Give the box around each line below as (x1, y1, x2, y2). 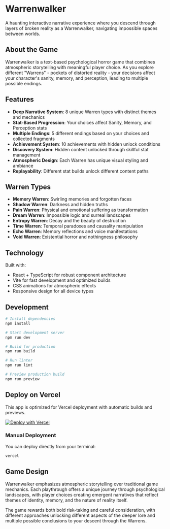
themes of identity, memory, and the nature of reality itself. (5, 497, 128, 503)
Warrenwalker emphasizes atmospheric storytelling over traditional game (5, 481, 158, 487)
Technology (5, 248, 44, 257)
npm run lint (5, 362, 33, 368)
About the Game (5, 45, 58, 54)
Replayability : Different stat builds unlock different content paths (12, 168, 149, 174)
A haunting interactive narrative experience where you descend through (5, 20, 156, 26)
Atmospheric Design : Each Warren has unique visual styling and (12, 157, 149, 163)
